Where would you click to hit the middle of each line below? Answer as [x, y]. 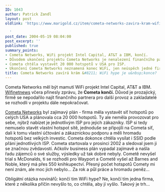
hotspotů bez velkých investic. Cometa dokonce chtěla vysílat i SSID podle [81, 138]
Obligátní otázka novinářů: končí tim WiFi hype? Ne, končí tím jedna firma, [80, 179]
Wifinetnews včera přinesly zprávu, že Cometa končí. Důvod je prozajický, [81, 92]
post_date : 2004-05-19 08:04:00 [38, 37]
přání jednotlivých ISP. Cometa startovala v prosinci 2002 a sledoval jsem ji [81, 143]
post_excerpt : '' [23, 41]
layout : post [18, 19]
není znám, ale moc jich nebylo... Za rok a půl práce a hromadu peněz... [77, 169]
